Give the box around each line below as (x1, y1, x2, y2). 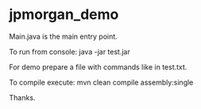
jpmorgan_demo (9, 6, 119, 24)
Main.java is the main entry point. (9, 32, 118, 41)
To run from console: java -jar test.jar (9, 47, 130, 56)
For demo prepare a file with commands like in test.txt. (9, 62, 187, 72)
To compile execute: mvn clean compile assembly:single (9, 77, 194, 87)
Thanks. (9, 92, 36, 102)
